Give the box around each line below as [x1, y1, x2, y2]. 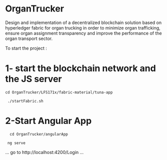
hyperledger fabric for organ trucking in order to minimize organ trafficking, [5, 24, 161, 30]
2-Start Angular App [5, 115, 92, 126]
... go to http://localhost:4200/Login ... [5, 149, 84, 155]
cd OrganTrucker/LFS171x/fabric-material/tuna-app [5, 89, 113, 95]
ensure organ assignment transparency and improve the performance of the [5, 30, 162, 36]
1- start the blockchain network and [5, 63, 156, 74]
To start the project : [5, 45, 47, 51]
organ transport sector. [5, 35, 53, 41]
